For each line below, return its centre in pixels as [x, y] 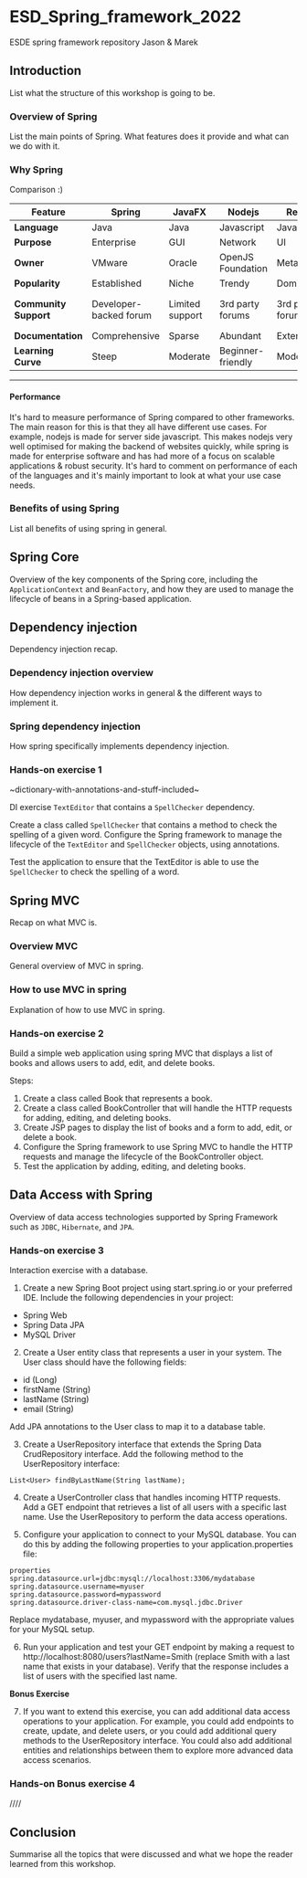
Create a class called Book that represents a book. [117, 1099]
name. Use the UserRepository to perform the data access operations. [155, 1517]
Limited [185, 304]
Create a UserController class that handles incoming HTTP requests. [152, 1498]
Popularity [37, 283]
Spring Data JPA [53, 1325]
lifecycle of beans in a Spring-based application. [101, 598]
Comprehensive [126, 336]
